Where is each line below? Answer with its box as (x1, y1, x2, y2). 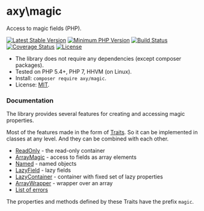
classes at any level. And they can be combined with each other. (6, 135, 169, 142)
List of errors (15, 186, 48, 194)
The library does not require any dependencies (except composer (15, 55, 182, 62)
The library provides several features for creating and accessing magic (6, 110, 186, 118)
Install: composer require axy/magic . (15, 74, 107, 82)
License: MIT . (15, 81, 50, 88)
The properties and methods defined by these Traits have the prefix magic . (6, 198, 194, 205)
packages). (15, 61, 44, 69)
